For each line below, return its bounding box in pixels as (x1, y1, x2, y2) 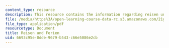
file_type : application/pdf (5, 21, 64, 26)
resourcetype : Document (5, 26, 55, 31)
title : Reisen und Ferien (5, 30, 59, 35)
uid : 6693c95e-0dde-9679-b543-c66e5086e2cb (5, 35, 98, 40)
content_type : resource (5, 7, 55, 12)
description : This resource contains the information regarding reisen (5, 12, 158, 17)
